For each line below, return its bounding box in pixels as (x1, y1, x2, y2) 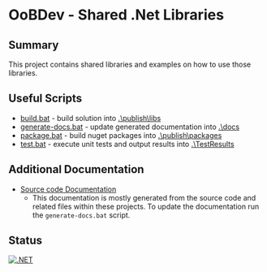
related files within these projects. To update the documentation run (32, 201, 260, 211)
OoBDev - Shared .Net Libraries (8, 6, 225, 24)
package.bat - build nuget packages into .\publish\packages (19, 130, 222, 140)
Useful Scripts (8, 92, 83, 106)
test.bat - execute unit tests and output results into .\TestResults (19, 139, 235, 149)
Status (8, 234, 43, 248)
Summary (8, 38, 59, 52)
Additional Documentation (8, 162, 144, 176)
